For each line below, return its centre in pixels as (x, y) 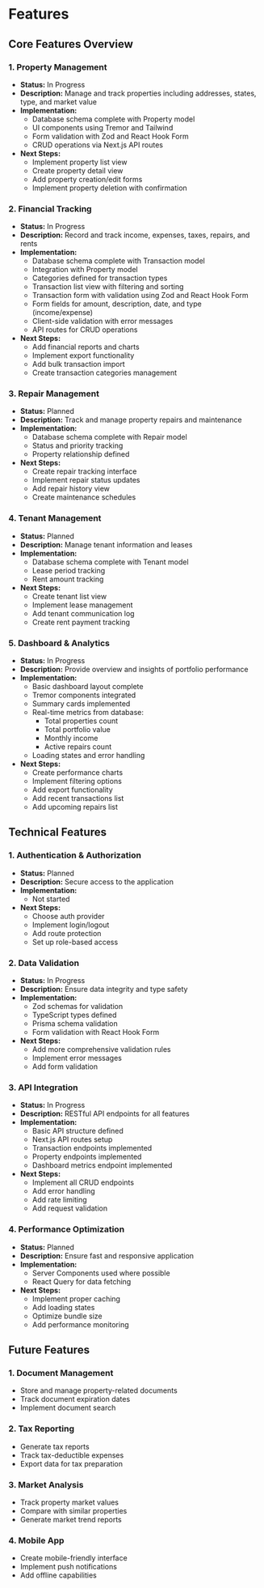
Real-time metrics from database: (88, 713)
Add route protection (67, 933)
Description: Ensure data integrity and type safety (104, 990)
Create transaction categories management (105, 373)
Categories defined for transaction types (100, 278)
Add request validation (69, 1208)
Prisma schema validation (75, 1024)
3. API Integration (43, 1088)
